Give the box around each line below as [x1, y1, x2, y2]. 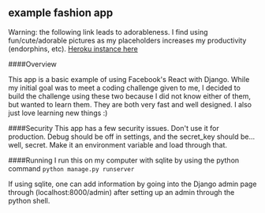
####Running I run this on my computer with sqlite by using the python [8, 155, 240, 165]
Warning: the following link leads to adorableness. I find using [8, 27, 208, 36]
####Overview [8, 59, 58, 69]
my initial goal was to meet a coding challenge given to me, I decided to [8, 83, 241, 92]
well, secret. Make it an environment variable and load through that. [8, 140, 227, 149]
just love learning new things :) [8, 108, 108, 118]
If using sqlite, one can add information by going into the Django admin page [8, 179, 257, 189]
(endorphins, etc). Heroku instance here [8, 43, 138, 54]
